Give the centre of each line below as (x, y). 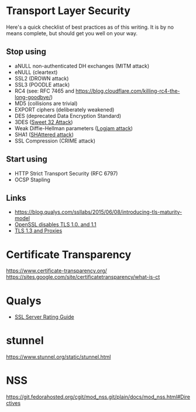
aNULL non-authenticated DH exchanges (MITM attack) (82, 66)
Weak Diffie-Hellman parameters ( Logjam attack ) (74, 128)
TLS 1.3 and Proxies (38, 231)
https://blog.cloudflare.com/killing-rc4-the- (128, 91)
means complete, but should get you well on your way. (72, 33)
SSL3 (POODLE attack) (42, 85)
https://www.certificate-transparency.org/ (56, 271)
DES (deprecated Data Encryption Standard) (68, 116)
